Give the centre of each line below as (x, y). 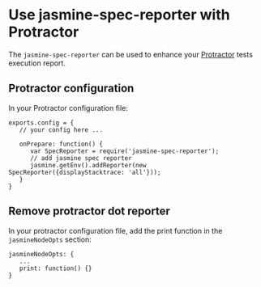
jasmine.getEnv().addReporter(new (88, 165)
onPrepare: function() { (61, 144)
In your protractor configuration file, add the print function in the (116, 230)
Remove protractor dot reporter (89, 211)
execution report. (37, 63)
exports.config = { (41, 123)
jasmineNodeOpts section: (50, 239)
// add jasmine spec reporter (81, 158)
